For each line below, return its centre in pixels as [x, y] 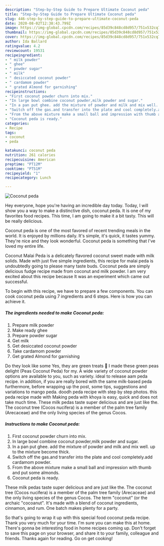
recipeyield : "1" [23, 173]
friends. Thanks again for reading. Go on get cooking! [59, 539]
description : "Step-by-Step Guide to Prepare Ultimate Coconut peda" [77, 10]
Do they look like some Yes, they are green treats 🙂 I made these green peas [82, 366]
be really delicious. [24, 221]
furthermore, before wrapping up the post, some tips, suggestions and [76, 387]
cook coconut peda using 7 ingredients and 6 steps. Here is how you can [79, 296]
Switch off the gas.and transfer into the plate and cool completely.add [82, 457]
